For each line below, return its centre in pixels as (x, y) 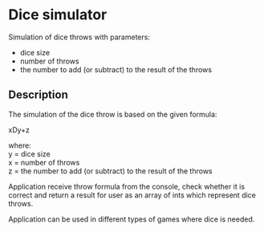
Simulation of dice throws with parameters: (79, 37)
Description (38, 95)
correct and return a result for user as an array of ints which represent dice (132, 195)
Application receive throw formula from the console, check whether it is (127, 186)
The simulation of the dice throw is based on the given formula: (113, 114)
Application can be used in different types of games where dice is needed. (132, 219)
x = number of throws (44, 162)
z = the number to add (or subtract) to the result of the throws (110, 171)
